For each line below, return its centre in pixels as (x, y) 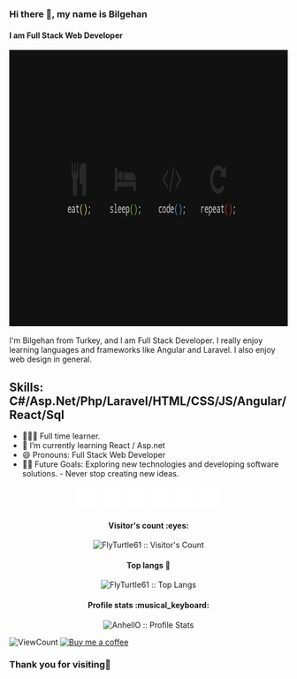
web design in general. (51, 359)
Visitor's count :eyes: (148, 525)
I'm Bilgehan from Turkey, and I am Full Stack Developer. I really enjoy (136, 340)
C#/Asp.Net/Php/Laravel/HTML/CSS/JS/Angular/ (148, 401)
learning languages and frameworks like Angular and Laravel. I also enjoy (142, 350)
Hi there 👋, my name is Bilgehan (78, 14)
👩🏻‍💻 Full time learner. (61, 436)
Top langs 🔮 (148, 565)
